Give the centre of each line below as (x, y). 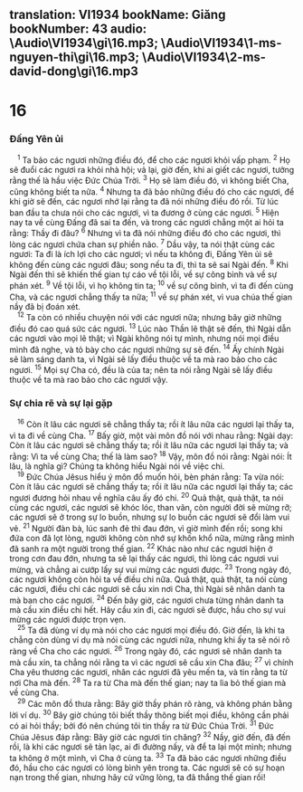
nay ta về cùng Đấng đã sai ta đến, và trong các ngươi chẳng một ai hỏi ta (147, 222)
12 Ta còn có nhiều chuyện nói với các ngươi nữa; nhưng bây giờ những (150, 317)
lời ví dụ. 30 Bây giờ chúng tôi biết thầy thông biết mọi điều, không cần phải (149, 714)
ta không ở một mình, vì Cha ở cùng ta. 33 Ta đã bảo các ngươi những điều (148, 757)
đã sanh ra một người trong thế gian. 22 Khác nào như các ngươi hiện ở (141, 549)
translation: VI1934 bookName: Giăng (118, 15)
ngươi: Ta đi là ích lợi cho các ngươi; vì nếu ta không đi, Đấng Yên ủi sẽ (141, 253)
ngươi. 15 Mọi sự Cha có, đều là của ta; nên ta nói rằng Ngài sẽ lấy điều (141, 369)
